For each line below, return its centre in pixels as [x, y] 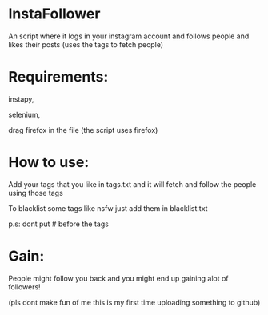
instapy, [21, 99]
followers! [25, 287]
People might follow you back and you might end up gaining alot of [119, 278]
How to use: [49, 163]
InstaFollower [54, 14]
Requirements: [58, 77]
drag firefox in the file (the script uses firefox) [83, 130]
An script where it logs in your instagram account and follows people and [129, 36]
